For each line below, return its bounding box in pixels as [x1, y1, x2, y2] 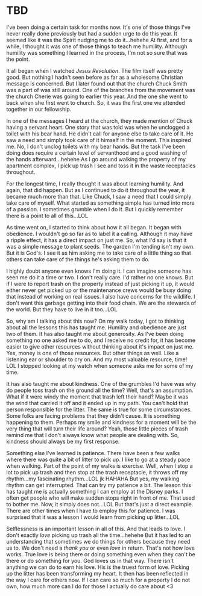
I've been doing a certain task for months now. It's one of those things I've [6, 23, 191, 31]
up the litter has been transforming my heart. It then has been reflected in [6, 570, 189, 577]
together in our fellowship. [6, 105, 72, 113]
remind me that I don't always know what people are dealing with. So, [6, 431, 179, 438]
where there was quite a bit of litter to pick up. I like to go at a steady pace [6, 456, 191, 463]
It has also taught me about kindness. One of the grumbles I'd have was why [6, 380, 197, 387]
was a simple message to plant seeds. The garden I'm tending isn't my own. [6, 243, 195, 250]
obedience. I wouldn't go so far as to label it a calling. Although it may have [6, 230, 193, 237]
